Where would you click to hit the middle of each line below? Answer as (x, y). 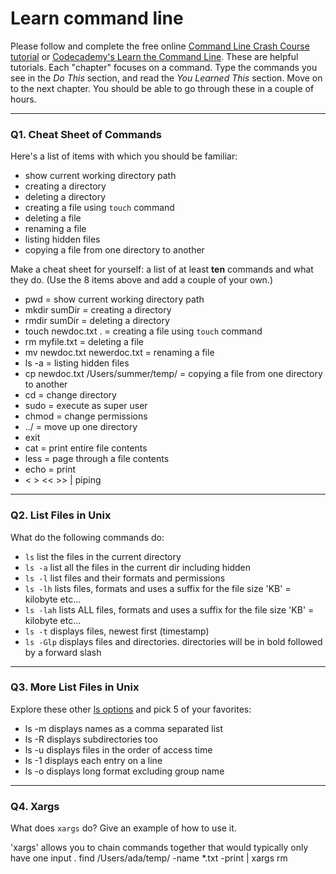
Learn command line (97, 18)
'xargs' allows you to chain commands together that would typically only (159, 848)
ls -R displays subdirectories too (91, 739)
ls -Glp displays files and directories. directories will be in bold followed (173, 641)
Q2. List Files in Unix (61, 515)
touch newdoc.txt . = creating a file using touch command (143, 331)
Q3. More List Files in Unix (75, 687)
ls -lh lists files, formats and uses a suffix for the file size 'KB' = (158, 588)
